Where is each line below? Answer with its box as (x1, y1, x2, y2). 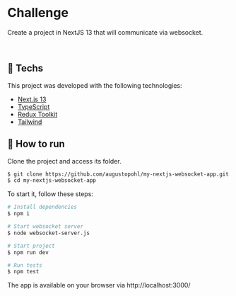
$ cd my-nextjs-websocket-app (7, 177, 97, 184)
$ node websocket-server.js (7, 229, 90, 237)
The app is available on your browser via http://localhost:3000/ (7, 281, 191, 290)
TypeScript (17, 102, 50, 110)
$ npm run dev (7, 249, 49, 256)
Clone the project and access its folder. (7, 156, 122, 165)
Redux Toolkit (17, 110, 58, 118)
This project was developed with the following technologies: (7, 81, 182, 89)
